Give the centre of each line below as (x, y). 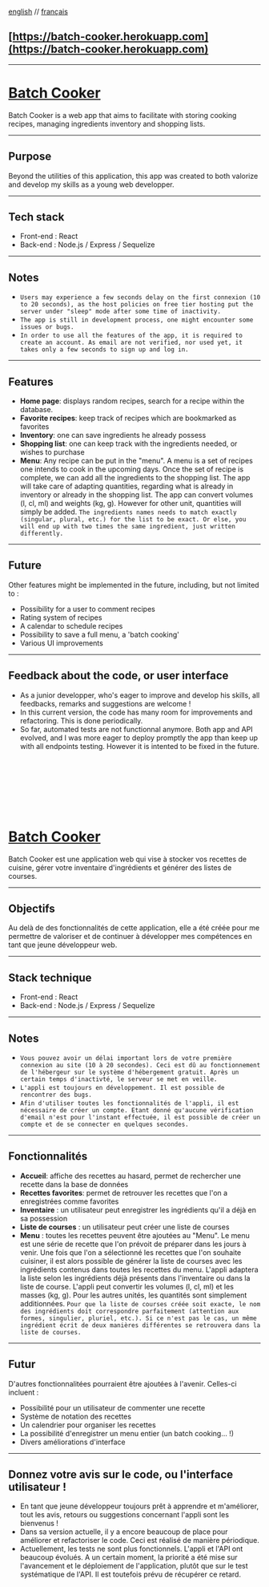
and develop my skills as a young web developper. (91, 184)
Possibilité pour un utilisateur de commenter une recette (112, 1407)
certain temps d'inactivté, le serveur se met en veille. (118, 1079)
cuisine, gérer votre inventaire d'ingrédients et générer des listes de (120, 867)
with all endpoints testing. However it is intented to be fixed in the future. (140, 746)
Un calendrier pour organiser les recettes (88, 1425)
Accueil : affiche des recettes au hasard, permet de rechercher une (130, 1176)
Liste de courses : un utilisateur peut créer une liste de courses (124, 1227)
